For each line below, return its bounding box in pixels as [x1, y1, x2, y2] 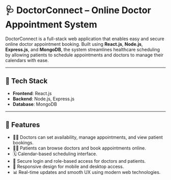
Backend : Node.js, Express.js [12, 96, 75, 102]
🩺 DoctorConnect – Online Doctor [5, 5, 151, 16]
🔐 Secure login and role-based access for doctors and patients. [12, 158, 146, 164]
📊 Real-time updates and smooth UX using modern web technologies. [12, 169, 161, 175]
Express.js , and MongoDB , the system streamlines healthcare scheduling [5, 46, 160, 52]
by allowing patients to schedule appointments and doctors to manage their [5, 52, 164, 58]
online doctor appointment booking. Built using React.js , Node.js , [5, 41, 143, 47]
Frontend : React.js [12, 90, 52, 96]
